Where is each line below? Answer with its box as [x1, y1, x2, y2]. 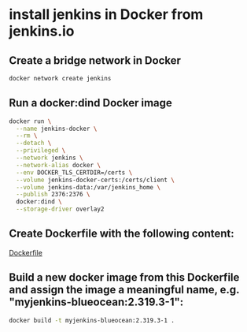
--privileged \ [16, 147, 66, 155]
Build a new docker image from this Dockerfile [9, 270, 240, 285]
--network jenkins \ [16, 154, 83, 162]
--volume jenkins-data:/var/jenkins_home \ [16, 183, 160, 191]
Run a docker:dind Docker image [9, 96, 172, 110]
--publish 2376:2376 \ [16, 191, 90, 199]
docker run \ [9, 117, 52, 125]
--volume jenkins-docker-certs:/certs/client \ [16, 176, 175, 184]
